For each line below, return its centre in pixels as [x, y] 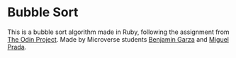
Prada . [17, 47]
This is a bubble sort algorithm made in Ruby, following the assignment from [118, 32]
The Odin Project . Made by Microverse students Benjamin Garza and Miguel [118, 39]
